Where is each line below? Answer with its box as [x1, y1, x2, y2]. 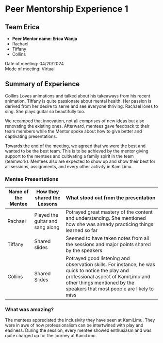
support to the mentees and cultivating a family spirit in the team [5, 153, 134, 159]
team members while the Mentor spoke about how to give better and [5, 128, 142, 134]
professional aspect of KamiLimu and [65, 273, 150, 280]
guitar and [34, 218, 58, 225]
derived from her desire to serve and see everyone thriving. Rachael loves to [5, 103, 158, 109]
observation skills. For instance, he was [65, 261, 155, 268]
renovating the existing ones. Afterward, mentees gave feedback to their [5, 123, 150, 129]
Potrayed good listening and [65, 255, 130, 262]
